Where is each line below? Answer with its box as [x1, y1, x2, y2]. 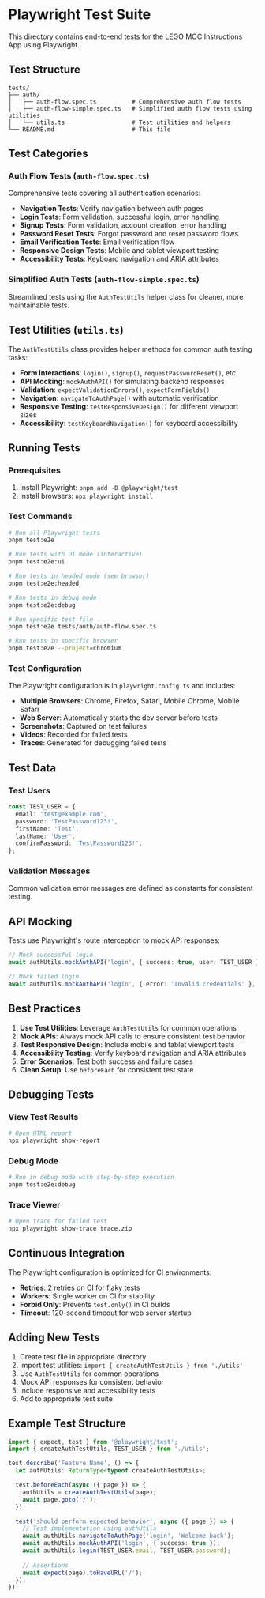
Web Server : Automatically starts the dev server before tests [19, 713, 218, 722]
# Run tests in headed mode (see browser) [8, 572, 150, 580]
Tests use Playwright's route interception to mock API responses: [8, 936, 221, 945]
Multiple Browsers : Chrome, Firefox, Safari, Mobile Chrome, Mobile [19, 696, 240, 706]
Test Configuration [8, 662, 82, 673]
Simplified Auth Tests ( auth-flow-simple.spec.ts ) [8, 274, 200, 285]
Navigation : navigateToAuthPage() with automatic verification [19, 393, 219, 402]
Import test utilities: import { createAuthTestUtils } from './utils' [19, 1360, 243, 1370]
